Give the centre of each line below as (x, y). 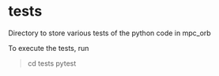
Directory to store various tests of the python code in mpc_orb (109, 33)
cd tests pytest (52, 63)
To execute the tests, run (49, 48)
